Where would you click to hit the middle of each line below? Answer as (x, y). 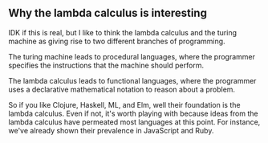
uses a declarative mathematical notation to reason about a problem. (122, 89)
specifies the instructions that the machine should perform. (106, 65)
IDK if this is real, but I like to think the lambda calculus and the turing (122, 32)
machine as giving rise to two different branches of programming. (117, 41)
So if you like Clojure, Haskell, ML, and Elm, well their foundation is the (124, 104)
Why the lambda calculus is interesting (108, 13)
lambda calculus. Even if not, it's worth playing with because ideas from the (133, 113)
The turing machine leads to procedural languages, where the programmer (132, 56)
